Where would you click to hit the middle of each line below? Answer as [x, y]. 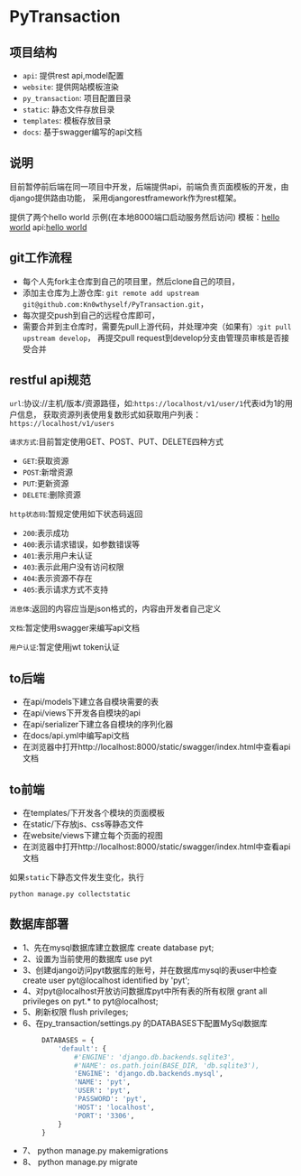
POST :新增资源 [48, 472]
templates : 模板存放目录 [67, 120]
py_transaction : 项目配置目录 [77, 98]
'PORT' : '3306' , [104, 1116]
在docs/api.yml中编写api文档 [76, 736]
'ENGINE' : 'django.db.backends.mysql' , [148, 1074]
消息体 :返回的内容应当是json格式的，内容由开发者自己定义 [115, 609]
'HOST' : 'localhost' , [114, 1107]
